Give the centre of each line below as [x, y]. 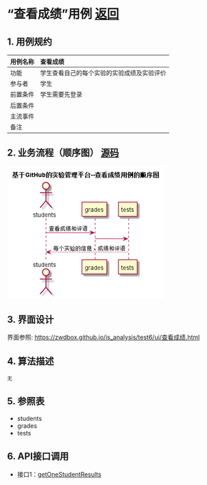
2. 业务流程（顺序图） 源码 [63, 152]
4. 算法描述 [31, 361]
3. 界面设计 [31, 320]
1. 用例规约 [30, 42]
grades [27, 425]
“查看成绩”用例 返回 [63, 14]
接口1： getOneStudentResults [59, 474]
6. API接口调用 [38, 456]
